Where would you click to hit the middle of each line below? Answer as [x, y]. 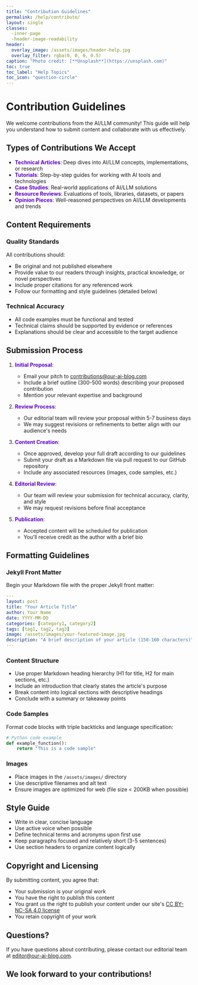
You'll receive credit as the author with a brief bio [83, 537]
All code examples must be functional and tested [74, 319]
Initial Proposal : [34, 365]
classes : [17, 28]
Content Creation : [37, 442]
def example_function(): [37, 743]
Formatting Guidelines [48, 555]
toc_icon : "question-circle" [42, 77]
